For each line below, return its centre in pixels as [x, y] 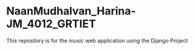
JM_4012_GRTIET [51, 24]
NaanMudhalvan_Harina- [71, 11]
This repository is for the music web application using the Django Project [97, 40]
